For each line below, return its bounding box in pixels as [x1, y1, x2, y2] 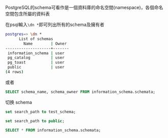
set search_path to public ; [5, 118, 65, 123]
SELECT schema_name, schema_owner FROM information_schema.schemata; [5, 89, 156, 94]
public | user [7, 65, 65, 70]
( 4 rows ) [5, 70, 24, 75]
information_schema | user [7, 50, 65, 56]
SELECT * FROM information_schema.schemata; [5, 127, 101, 133]
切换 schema [5, 99, 32, 105]
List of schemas [18, 36, 53, 42]
